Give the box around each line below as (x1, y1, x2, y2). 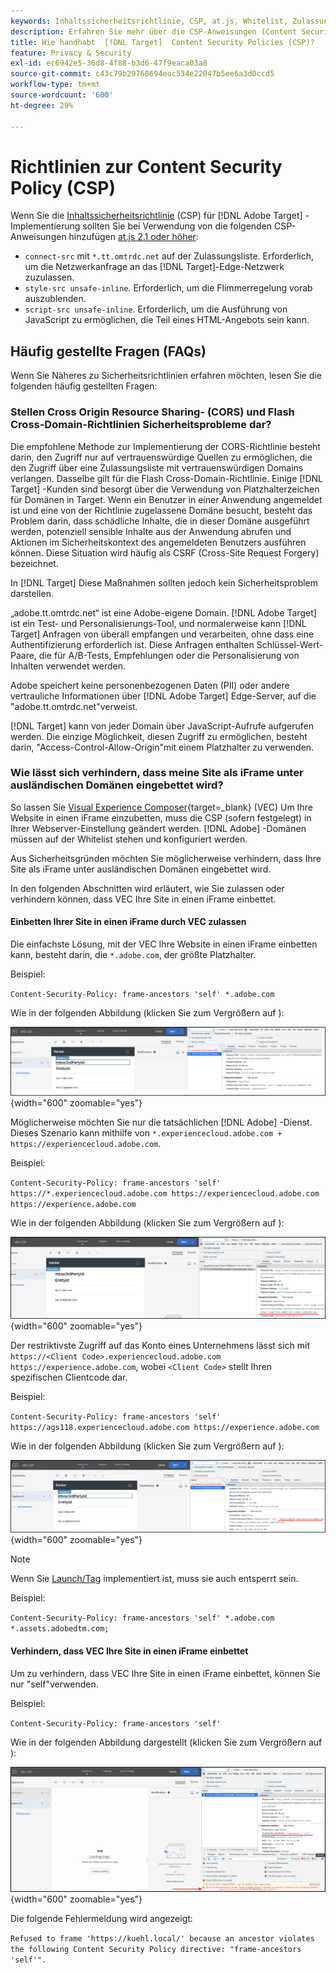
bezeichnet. (10, 557, 59, 569)
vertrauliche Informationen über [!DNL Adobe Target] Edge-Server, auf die (10, 690, 317, 702)
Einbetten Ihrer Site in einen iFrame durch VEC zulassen (10, 916, 247, 928)
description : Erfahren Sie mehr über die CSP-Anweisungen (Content (10, 26, 298, 37)
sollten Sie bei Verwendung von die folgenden (82, 220, 273, 232)
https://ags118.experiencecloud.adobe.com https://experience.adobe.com (10, 1422, 320, 1432)
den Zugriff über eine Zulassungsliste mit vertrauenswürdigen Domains (10, 461, 304, 474)
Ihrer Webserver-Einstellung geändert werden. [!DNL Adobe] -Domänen (10, 822, 307, 834)
